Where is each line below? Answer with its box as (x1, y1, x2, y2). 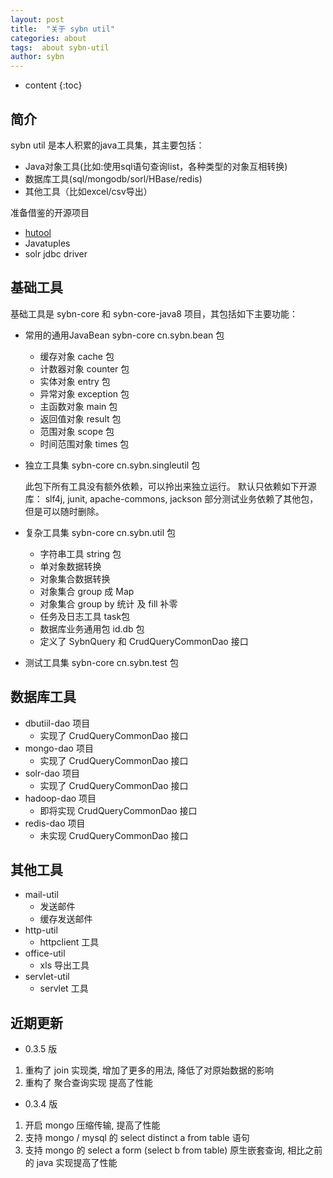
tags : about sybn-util (10, 42, 110, 53)
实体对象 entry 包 (39, 375, 111, 387)
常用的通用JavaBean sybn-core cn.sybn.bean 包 (24, 329, 225, 341)
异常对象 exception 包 (39, 387, 130, 400)
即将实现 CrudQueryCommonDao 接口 (39, 804, 198, 816)
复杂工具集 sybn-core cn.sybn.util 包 (24, 526, 176, 538)
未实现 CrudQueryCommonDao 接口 (39, 829, 189, 841)
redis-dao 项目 (24, 817, 86, 829)
